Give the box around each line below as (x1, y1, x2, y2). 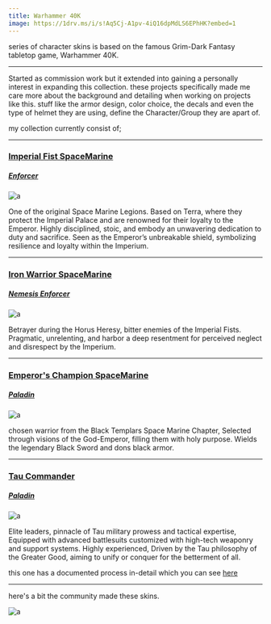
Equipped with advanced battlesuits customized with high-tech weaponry (8, 535, 254, 545)
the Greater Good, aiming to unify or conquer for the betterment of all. (8, 552, 241, 562)
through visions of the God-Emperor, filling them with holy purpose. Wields (8, 434, 257, 444)
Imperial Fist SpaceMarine (8, 151, 114, 162)
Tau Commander (8, 471, 75, 482)
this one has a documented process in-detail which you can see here (8, 568, 238, 578)
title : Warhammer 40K (8, 11, 81, 20)
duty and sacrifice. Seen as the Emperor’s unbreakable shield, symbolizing (8, 232, 256, 242)
